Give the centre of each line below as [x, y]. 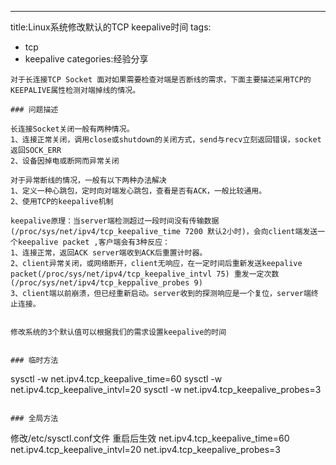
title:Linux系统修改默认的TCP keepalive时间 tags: [111, 27]
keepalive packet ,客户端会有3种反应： [93, 242]
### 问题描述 [34, 110]
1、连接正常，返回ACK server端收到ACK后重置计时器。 [109, 253]
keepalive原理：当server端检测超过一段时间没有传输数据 [115, 221]
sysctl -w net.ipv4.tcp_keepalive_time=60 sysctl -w [116, 379]
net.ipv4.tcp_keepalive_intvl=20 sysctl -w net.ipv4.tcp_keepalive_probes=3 [166, 389]
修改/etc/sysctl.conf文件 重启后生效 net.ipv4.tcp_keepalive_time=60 [150, 438]
